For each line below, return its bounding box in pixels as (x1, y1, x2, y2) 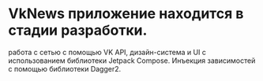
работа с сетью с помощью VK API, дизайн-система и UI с (8, 47, 207, 57)
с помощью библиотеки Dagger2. (8, 64, 122, 73)
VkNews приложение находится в (8, 5, 244, 23)
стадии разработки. (8, 21, 148, 39)
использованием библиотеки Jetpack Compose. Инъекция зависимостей (8, 56, 256, 65)
